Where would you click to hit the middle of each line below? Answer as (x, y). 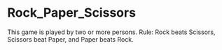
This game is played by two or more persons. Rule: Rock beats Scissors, (111, 32)
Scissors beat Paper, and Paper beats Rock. (71, 39)
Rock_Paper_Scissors (72, 13)
